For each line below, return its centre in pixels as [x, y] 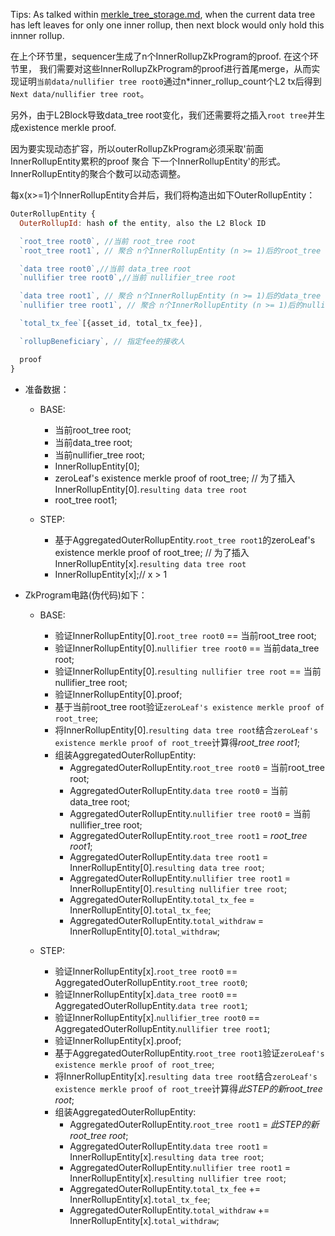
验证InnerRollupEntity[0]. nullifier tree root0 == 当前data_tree [187, 648]
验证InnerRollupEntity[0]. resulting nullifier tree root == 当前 [188, 671]
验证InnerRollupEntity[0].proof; [118, 694]
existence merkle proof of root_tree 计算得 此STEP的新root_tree [188, 1088]
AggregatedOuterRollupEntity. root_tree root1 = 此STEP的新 [194, 1124]
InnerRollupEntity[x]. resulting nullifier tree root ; [178, 1178]
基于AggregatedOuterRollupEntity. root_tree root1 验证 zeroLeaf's [189, 1053]
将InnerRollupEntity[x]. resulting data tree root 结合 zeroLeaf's [186, 1076]
